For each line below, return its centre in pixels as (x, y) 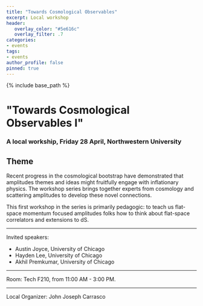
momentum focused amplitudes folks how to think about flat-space (107, 213)
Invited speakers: (28, 238)
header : (16, 23)
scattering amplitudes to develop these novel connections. (79, 195)
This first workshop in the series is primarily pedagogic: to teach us (90, 207)
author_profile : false (35, 62)
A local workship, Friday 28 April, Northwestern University (94, 142)
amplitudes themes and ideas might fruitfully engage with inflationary (92, 182)
